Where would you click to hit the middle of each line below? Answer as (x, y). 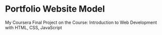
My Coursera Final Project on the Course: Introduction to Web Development (81, 22)
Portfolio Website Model (55, 9)
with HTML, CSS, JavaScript (34, 27)
